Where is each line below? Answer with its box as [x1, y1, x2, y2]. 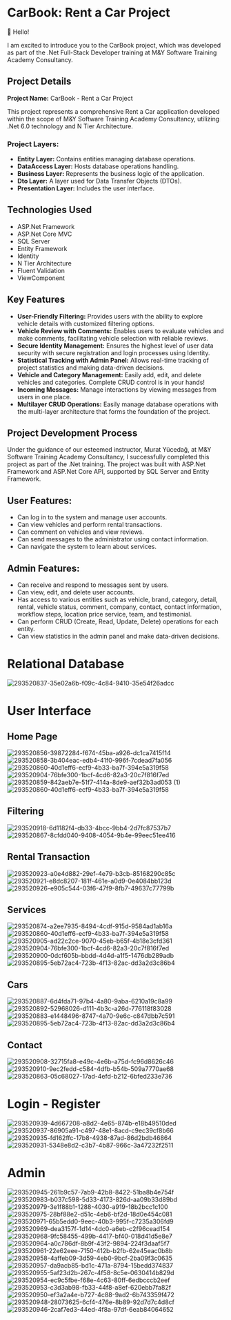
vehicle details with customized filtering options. [17, 319, 155, 328]
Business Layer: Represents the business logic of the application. [17, 170, 205, 178]
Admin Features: [7, 562, 81, 574]
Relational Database [7, 657, 125, 672]
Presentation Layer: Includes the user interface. [17, 184, 155, 192]
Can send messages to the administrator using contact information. [17, 535, 209, 543]
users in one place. [17, 392, 72, 401]
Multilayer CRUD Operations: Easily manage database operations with [17, 400, 219, 408]
